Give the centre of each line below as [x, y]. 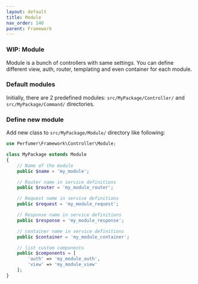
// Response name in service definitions [69, 215]
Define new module [35, 119]
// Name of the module [45, 166]
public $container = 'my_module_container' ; [73, 237]
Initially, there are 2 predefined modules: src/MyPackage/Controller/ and [96, 97]
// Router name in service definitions [67, 182]
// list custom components [51, 248]
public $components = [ [47, 253]
